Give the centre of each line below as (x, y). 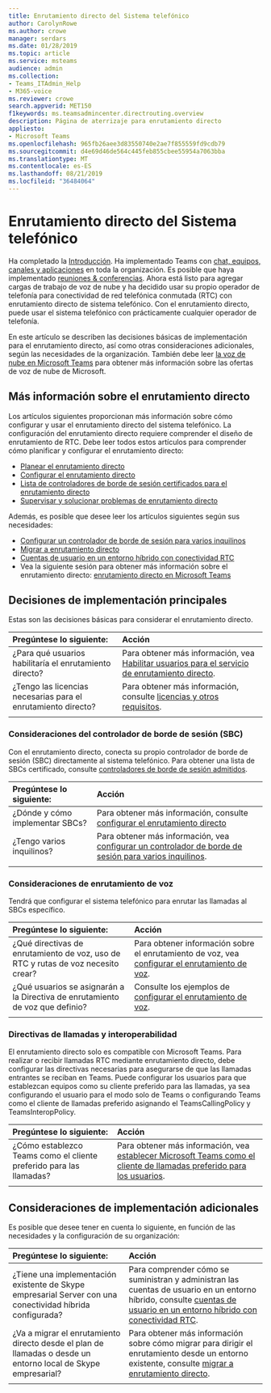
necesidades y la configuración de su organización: (94, 1236)
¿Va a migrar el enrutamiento (67, 1333)
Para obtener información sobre (194, 943)
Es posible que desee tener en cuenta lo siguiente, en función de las (122, 1227)
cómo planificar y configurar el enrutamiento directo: (96, 451)
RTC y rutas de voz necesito (66, 963)
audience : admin (35, 69)
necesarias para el (47, 696)
